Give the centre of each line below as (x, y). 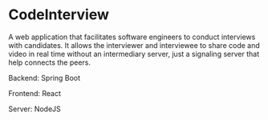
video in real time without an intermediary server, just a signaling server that (134, 54)
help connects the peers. (49, 62)
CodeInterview (59, 15)
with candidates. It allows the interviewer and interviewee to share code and (134, 45)
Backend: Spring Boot (45, 78)
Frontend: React (35, 93)
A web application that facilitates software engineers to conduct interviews (132, 37)
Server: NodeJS (35, 109)
